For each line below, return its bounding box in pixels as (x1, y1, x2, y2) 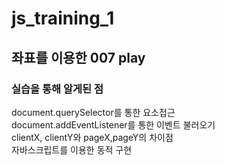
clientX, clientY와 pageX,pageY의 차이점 (11, 131, 174, 143)
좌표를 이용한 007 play (11, 49, 146, 66)
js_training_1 (11, 7, 115, 30)
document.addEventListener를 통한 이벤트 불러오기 (11, 118, 216, 131)
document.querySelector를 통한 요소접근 (11, 106, 176, 118)
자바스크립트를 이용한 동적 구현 (11, 143, 133, 156)
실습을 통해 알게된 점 (11, 82, 104, 96)
